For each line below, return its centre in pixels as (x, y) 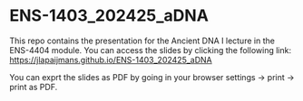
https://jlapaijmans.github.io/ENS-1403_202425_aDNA (111, 60)
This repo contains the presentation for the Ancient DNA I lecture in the (142, 41)
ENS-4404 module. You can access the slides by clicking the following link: (151, 50)
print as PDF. (34, 87)
